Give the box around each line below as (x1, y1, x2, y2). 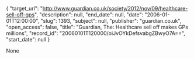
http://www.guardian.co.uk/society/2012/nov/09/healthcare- (42, 5, 188, 12)
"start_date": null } (6, 36, 50, 43)
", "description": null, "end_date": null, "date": (34, 11, 144, 18)
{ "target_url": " (6, 5, 43, 12)
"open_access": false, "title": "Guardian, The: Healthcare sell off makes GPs (6, 23, 189, 30)
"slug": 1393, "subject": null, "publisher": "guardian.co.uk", (40, 18, 182, 24)
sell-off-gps (6, 11, 35, 18)
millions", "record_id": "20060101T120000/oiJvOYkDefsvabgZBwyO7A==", (6, 30, 186, 37)
